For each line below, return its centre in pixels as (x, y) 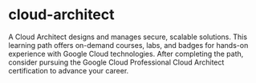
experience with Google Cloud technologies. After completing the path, (126, 53)
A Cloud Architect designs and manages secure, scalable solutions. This (128, 37)
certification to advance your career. (69, 70)
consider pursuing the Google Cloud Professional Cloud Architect (116, 62)
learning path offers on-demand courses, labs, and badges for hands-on (128, 45)
